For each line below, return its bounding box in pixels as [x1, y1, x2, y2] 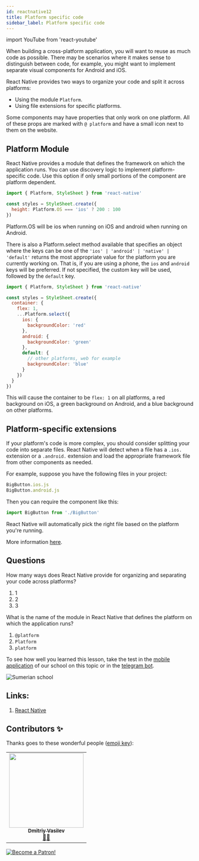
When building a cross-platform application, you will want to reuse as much [6, 48, 191, 55]
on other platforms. [6, 406, 53, 414]
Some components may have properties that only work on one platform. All [6, 114, 190, 121]
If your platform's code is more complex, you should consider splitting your [6, 440, 190, 447]
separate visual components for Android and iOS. [6, 67, 127, 74]
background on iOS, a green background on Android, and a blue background [6, 400, 194, 408]
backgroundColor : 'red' [27, 322, 86, 328]
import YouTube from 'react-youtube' [6, 36, 97, 43]
